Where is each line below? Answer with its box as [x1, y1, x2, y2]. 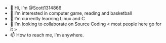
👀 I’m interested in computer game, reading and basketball [10, 10, 132, 16]
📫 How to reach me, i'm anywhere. [10, 32, 85, 38]
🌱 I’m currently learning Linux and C [10, 16, 85, 21]
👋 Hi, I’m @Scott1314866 [10, 5, 62, 11]
